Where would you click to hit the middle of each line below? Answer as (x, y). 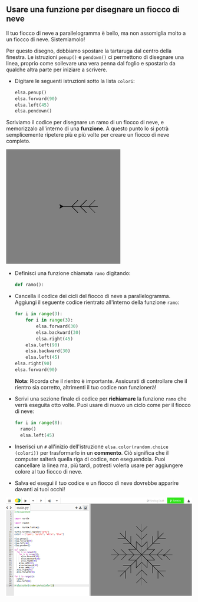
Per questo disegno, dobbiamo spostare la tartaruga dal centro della (89, 51)
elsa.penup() (31, 92)
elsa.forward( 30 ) (57, 326)
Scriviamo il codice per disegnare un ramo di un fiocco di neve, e (85, 123)
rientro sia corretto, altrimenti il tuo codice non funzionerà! (85, 387)
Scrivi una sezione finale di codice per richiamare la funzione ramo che (100, 398)
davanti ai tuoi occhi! (40, 489)
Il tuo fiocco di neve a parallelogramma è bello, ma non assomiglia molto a (96, 33)
